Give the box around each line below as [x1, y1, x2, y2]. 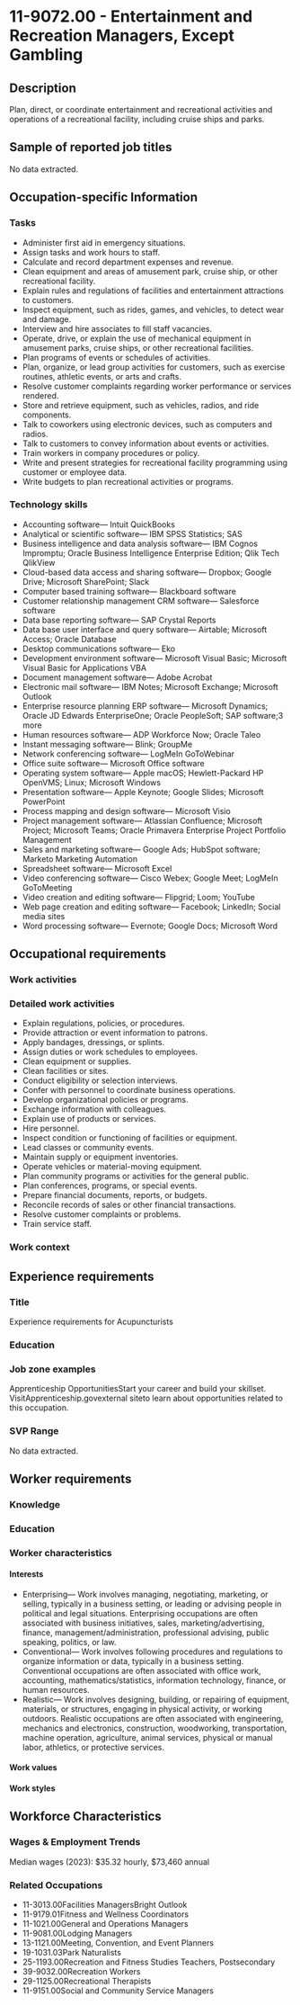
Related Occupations [9, 1878, 103, 1891]
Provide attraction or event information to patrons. [22, 1027, 208, 1038]
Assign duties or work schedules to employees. [22, 1046, 199, 1058]
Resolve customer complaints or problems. [22, 1209, 181, 1220]
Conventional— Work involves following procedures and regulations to [22, 1646, 283, 1657]
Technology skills [9, 498, 88, 511]
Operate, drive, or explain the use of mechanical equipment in [22, 333, 251, 344]
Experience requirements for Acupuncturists [9, 1316, 173, 1328]
